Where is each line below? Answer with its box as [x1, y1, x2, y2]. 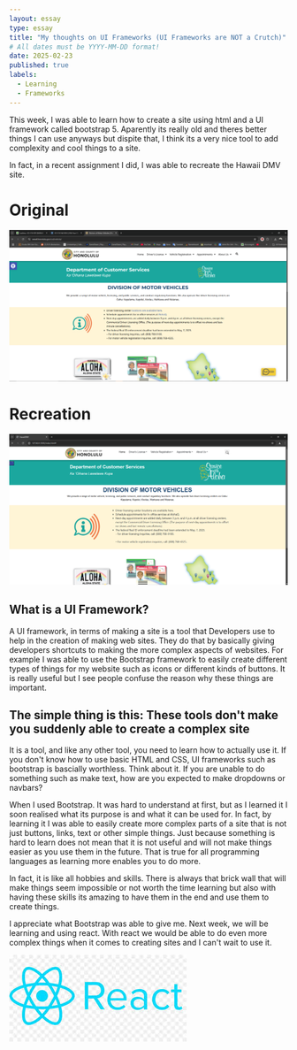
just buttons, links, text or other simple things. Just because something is [9, 828, 276, 839]
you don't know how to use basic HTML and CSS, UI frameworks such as [9, 755, 276, 765]
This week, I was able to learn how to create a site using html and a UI [9, 114, 263, 125]
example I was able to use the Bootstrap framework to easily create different [9, 654, 287, 664]
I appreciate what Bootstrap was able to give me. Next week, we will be [9, 918, 269, 929]
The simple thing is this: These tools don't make [9, 708, 278, 723]
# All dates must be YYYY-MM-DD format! [9, 42, 161, 51]
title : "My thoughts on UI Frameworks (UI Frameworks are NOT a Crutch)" [9, 33, 287, 42]
